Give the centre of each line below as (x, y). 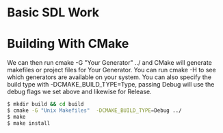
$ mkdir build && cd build (45, 104)
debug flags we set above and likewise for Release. (79, 92)
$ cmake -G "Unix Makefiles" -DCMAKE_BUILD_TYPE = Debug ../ (95, 110)
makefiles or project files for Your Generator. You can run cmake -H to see (112, 70)
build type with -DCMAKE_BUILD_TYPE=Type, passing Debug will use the (111, 85)
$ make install (29, 123)
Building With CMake (68, 44)
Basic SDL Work (53, 13)
